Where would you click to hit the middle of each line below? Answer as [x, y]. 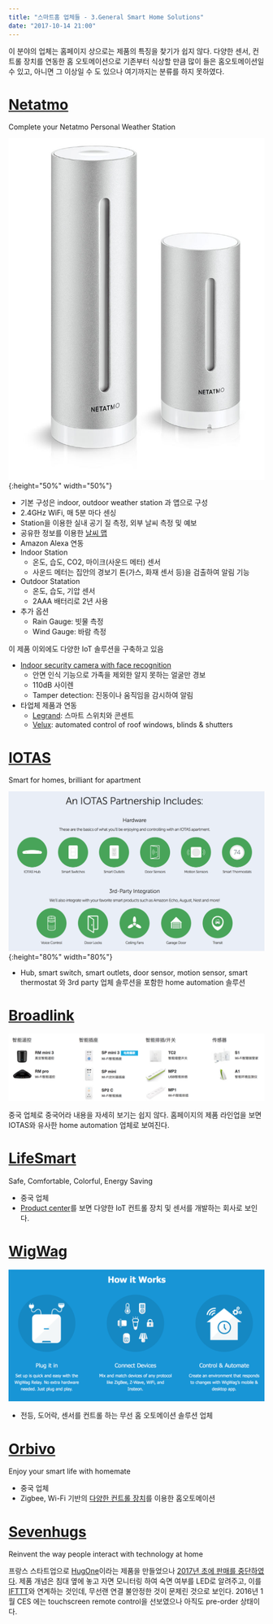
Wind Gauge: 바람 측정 [69, 632]
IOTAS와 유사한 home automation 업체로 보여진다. [89, 1125]
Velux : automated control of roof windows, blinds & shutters [132, 725]
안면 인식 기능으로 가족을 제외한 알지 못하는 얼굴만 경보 [119, 675]
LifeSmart [42, 1158]
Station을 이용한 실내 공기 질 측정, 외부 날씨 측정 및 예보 [108, 523]
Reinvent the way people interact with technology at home [106, 1554]
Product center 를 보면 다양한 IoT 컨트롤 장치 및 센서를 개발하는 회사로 [131, 1208]
